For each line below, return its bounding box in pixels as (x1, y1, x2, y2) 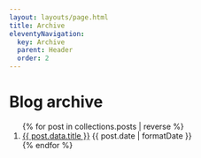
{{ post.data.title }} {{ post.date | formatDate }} (21, 130, 192, 141)
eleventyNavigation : (9, 29, 86, 38)
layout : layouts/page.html (9, 12, 109, 22)
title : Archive (9, 21, 66, 30)
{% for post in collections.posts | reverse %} (21, 121, 184, 132)
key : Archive (17, 37, 66, 47)
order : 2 (17, 54, 50, 63)
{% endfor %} (21, 139, 73, 150)
